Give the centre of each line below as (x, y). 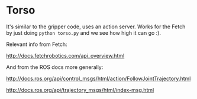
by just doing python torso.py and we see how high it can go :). (84, 32)
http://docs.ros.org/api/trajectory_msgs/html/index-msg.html (80, 90)
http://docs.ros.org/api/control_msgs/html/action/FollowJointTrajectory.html (98, 78)
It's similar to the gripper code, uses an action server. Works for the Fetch (96, 27)
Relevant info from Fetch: (37, 44)
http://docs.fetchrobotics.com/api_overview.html (65, 55)
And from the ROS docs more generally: (55, 67)
